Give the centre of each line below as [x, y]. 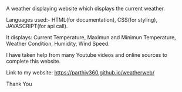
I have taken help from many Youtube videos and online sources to [87, 55]
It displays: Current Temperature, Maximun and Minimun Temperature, [91, 37]
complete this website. [33, 61]
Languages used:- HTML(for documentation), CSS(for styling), [82, 20]
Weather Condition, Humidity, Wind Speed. [58, 44]
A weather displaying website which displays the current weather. [86, 8]
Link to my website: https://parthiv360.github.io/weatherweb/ [80, 72]
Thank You [19, 84]
